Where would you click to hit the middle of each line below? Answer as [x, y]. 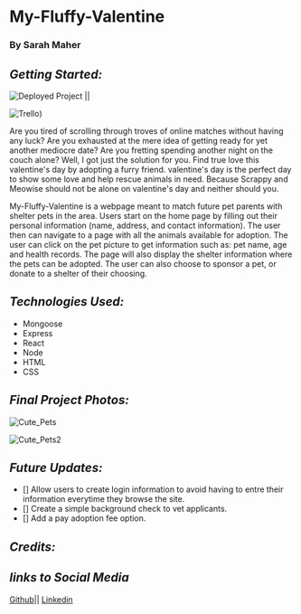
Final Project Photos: [69, 400]
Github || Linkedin [42, 600]
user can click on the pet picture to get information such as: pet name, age [148, 244]
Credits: [33, 547]
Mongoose [42, 324]
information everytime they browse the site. [103, 499]
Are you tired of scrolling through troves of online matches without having [146, 131]
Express [38, 333]
